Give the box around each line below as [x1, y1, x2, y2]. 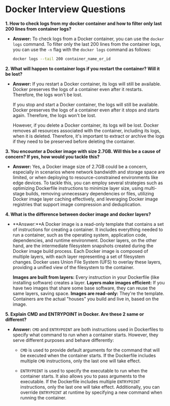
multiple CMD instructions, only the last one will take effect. [20, 358, 141, 364]
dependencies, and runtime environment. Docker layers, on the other [12, 237, 157, 243]
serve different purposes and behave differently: [12, 337, 114, 343]
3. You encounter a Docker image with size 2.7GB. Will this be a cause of [5, 148, 161, 154]
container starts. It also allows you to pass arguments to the [20, 373, 146, 379]
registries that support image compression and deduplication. [12, 201, 142, 207]
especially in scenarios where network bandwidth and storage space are [12, 169, 165, 175]
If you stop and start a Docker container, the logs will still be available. [12, 101, 159, 107]
